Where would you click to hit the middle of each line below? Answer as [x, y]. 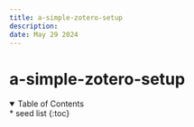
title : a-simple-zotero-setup [66, 18]
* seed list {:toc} [40, 113]
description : [34, 26]
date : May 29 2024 [44, 34]
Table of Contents [51, 104]
